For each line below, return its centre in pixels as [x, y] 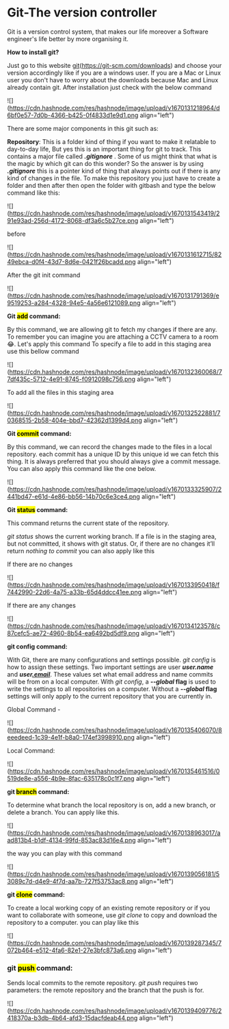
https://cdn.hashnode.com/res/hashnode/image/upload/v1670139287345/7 [116, 943]
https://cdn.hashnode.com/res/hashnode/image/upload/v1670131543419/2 [114, 213]
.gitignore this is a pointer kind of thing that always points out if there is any [114, 171]
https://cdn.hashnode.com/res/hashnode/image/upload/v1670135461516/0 [114, 771]
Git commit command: [39, 433]
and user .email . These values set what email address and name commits [110, 674]
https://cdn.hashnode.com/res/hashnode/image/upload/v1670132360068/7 [116, 372]
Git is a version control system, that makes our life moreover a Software [108, 32]
